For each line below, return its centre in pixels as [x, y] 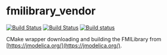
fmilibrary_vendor [51, 11]
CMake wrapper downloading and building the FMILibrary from [84, 39]
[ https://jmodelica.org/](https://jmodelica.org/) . [64, 45]
